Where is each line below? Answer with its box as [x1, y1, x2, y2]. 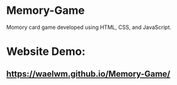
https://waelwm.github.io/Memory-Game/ [6, 69, 171, 79]
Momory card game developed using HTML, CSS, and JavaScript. [6, 24, 172, 31]
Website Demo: [6, 45, 86, 58]
